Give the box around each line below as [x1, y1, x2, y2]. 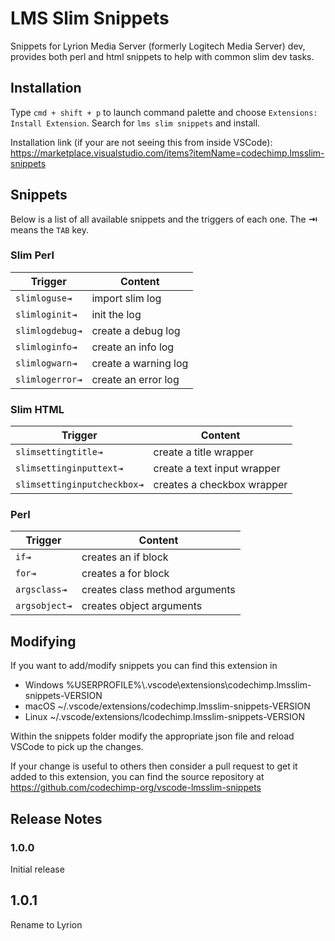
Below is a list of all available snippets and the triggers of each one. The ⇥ [10, 213, 318, 225]
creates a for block [81, 567, 170, 581]
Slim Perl [10, 248, 55, 262]
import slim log [91, 291, 162, 305]
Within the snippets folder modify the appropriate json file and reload [10, 730, 295, 742]
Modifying [10, 633, 77, 650]
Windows [24, 679, 64, 691]
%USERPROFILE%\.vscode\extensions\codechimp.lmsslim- [65, 679, 312, 691]
